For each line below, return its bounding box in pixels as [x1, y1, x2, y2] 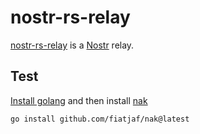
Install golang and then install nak [10, 94, 148, 106]
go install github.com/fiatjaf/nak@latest [10, 114, 190, 124]
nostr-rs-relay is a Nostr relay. [10, 39, 135, 51]
